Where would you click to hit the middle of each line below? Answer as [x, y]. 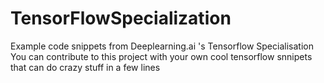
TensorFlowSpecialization [121, 18]
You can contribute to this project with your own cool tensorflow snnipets [161, 56]
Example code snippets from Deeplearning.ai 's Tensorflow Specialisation [162, 46]
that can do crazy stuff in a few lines [85, 67]
